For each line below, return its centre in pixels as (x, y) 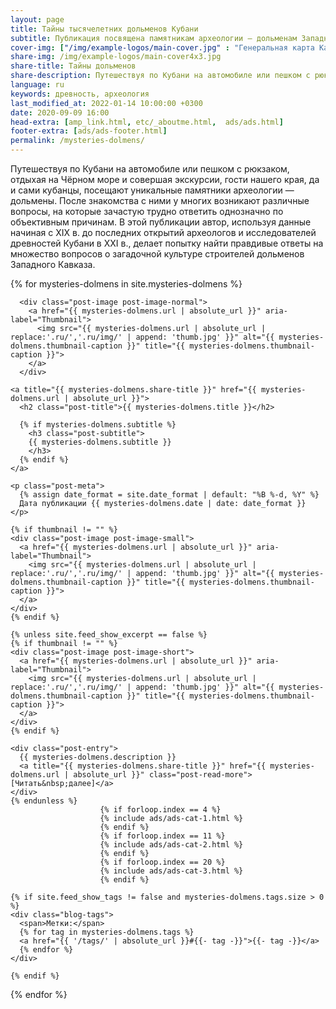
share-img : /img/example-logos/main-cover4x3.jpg (116, 57)
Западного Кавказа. (53, 264)
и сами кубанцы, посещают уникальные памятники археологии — (152, 190)
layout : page (37, 19)
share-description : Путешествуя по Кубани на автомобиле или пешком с (160, 76)
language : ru (37, 85)
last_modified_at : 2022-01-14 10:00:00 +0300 (106, 103)
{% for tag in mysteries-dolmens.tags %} (107, 932)
